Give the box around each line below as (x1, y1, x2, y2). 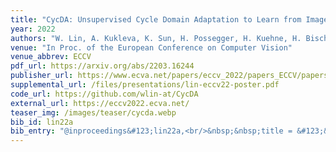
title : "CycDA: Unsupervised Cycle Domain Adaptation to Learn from (10, 14, 302, 25)
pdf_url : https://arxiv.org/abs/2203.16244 (10, 61, 195, 71)
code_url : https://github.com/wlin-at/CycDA (10, 89, 199, 99)
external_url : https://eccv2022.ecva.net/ (10, 98, 190, 108)
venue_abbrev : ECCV (10, 52, 92, 62)
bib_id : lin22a (10, 117, 74, 127)
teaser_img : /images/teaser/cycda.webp (10, 107, 177, 118)
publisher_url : (10, 71, 74, 81)
